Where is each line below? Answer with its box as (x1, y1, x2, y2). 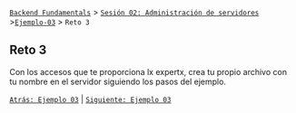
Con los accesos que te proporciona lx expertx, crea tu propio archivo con (9, 66, 288, 77)
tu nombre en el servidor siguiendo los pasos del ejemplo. (9, 76, 227, 87)
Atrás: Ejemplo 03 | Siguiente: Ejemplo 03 (9, 93, 172, 104)
